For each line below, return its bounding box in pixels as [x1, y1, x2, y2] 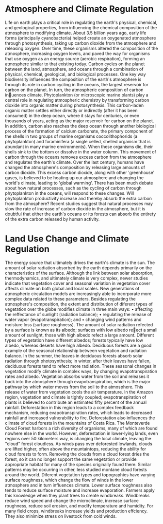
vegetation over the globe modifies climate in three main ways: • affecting [5, 306, 153, 312]
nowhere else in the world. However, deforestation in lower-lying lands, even [5, 430, 158, 436]
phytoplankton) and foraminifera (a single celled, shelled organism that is [5, 138, 151, 144]
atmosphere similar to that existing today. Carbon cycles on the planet [5, 61, 145, 67]
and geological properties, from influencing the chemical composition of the [5, 24, 157, 30]
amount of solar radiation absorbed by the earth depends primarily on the [5, 264, 152, 271]
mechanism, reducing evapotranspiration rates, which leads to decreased [5, 410, 152, 415]
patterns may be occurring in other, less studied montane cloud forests [5, 467, 147, 472]
